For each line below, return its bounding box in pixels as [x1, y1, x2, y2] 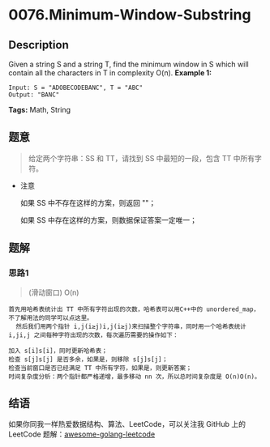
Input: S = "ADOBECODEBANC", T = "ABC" [8, 83, 144, 92]
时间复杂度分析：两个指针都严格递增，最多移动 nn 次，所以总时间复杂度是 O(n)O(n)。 [8, 372, 261, 381]
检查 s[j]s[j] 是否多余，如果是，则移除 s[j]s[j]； [8, 355, 169, 364]
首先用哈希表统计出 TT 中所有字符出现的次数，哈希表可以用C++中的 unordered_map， [8, 305, 260, 313]
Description [8, 38, 69, 52]
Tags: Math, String [8, 105, 71, 114]
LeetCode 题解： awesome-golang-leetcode [8, 429, 156, 439]
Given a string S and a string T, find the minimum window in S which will [8, 59, 249, 69]
